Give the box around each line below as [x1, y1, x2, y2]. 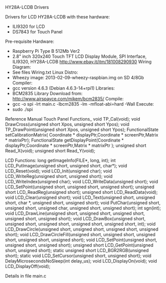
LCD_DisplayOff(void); [5, 264, 51, 269]
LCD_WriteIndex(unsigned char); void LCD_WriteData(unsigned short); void [5, 179, 159, 184]
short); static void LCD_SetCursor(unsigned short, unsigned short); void [5, 253, 152, 259]
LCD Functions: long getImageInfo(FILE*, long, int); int [5, 157, 116, 163]
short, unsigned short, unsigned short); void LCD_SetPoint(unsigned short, [5, 237, 158, 243]
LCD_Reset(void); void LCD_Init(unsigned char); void [5, 168, 112, 174]
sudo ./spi [12, 107, 33, 112]
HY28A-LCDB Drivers [5, 4, 49, 10]
